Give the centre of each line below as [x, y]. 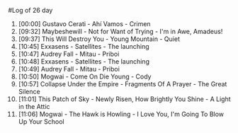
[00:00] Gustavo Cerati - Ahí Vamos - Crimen [84, 24]
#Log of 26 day [30, 10]
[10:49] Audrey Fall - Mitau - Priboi [69, 69]
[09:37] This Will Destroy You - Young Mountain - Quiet [99, 39]
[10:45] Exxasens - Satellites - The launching [84, 46]
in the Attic [34, 106]
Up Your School [41, 122]
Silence [29, 92]
